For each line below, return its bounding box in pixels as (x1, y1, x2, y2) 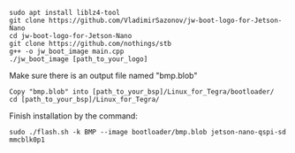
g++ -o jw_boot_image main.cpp (9, 47, 125, 56)
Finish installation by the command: (9, 111, 139, 121)
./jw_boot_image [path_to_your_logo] (9, 55, 148, 64)
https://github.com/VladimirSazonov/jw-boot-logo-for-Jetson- (48, 16, 283, 25)
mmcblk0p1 (9, 135, 46, 144)
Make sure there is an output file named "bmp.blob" (9, 71, 198, 80)
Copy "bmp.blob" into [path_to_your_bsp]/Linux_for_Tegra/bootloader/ (9, 88, 275, 96)
